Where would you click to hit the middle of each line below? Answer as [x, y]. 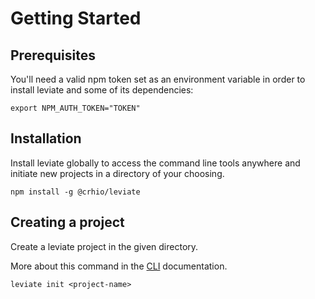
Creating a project [67, 222]
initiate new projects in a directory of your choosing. [117, 173]
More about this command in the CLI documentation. [119, 266]
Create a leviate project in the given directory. [104, 246]
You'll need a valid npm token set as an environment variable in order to [158, 79]
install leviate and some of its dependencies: [102, 90]
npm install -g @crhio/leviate [75, 192]
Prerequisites [53, 55]
